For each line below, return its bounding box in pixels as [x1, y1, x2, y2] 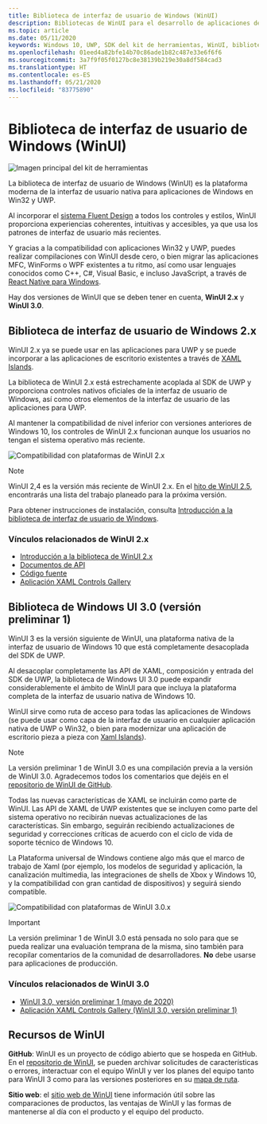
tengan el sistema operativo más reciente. [8, 435, 145, 445]
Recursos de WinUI [8, 1028, 105, 1041]
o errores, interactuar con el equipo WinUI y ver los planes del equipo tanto [8, 1066, 254, 1075]
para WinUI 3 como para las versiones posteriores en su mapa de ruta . [8, 1075, 240, 1084]
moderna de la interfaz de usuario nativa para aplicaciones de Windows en [8, 187, 253, 197]
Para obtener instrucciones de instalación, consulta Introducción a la [8, 505, 233, 515]
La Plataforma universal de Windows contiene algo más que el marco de [8, 853, 245, 863]
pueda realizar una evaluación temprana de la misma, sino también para [8, 942, 244, 951]
